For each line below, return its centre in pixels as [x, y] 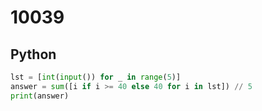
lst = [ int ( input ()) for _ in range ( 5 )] [96, 77]
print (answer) [40, 96]
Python [33, 54]
